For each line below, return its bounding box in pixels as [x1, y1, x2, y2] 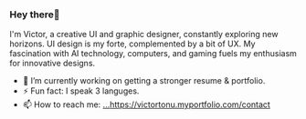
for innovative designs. [9, 58, 96, 69]
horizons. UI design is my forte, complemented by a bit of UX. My [9, 38, 256, 49]
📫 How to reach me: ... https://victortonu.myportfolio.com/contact [22, 99, 271, 110]
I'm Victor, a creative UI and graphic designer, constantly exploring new [9, 29, 279, 40]
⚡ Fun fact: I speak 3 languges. [22, 85, 140, 96]
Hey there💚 [9, 8, 61, 21]
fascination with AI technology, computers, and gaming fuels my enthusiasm [9, 48, 297, 59]
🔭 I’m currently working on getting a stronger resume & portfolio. [22, 75, 266, 86]
